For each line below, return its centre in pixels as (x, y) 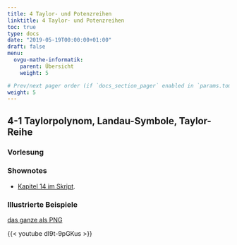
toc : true (22, 27)
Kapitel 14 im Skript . (46, 186)
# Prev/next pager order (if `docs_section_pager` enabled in (101, 85)
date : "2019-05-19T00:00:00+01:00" (60, 40)
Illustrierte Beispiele (42, 204)
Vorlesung (26, 152)
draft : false (26, 47)
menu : (15, 54)
